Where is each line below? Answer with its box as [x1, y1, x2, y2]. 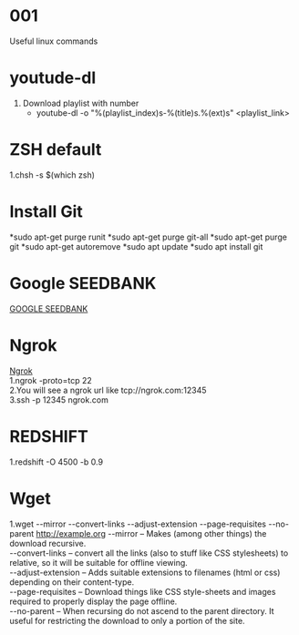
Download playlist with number [22, 97, 139, 108]
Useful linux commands [9, 36, 98, 46]
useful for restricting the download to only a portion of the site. [9, 615, 245, 626]
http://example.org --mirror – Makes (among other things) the [36, 527, 267, 538]
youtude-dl [9, 67, 97, 88]
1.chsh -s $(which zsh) [9, 169, 96, 180]
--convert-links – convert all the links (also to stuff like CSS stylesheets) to [9, 548, 289, 558]
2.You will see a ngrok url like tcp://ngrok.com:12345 [9, 384, 207, 395]
